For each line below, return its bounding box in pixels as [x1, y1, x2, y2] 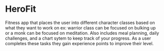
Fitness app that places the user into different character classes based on [5, 20, 155, 25]
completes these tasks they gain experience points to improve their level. [5, 40, 154, 46]
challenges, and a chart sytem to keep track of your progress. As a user [5, 35, 152, 41]
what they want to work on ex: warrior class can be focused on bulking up [5, 25, 156, 30]
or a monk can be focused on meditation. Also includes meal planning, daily [5, 30, 160, 36]
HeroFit [5, 3, 36, 15]
